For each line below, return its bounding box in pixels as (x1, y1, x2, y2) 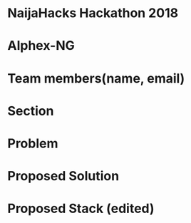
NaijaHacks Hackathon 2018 (7, 5, 179, 21)
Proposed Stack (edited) (7, 201, 155, 217)
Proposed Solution (7, 168, 120, 185)
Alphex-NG (7, 38, 75, 54)
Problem (7, 135, 58, 151)
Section (7, 103, 54, 119)
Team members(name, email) (7, 70, 185, 86)
